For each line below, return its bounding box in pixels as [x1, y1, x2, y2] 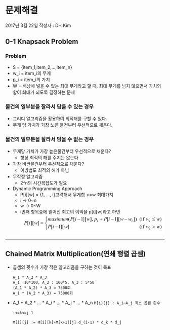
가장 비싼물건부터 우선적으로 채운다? [12, 161, 84, 167]
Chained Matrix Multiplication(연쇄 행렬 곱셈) [5, 249, 146, 259]
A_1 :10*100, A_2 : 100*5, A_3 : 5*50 [12, 280, 95, 285]
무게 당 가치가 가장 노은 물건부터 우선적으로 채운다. [12, 122, 113, 128]
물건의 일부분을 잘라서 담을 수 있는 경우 [5, 103, 94, 110]
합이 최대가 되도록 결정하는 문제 [12, 89, 75, 95]
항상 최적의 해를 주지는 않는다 [20, 155, 78, 161]
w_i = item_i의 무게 [12, 70, 51, 76]
